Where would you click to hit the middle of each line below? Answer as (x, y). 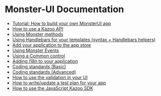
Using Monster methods (38, 34)
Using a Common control (38, 56)
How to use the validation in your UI (50, 77)
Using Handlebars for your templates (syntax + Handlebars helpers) (84, 40)
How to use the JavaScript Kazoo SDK (53, 88)
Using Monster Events (36, 50)
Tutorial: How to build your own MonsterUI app (62, 23)
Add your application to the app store (52, 45)
